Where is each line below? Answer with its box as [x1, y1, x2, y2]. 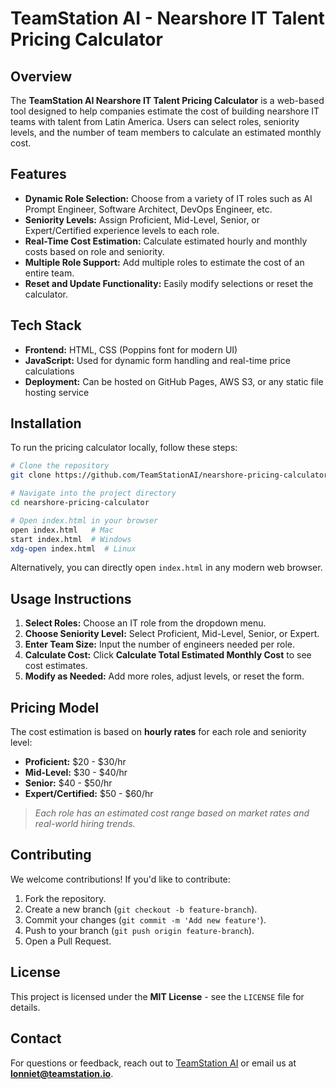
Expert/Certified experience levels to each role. [24, 224, 220, 236]
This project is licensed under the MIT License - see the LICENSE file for [10, 990, 305, 1002]
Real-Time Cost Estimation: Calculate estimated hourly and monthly [24, 235, 308, 247]
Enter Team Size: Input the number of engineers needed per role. [24, 638, 295, 651]
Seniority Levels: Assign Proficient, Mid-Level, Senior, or [24, 213, 261, 226]
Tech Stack [10, 317, 82, 334]
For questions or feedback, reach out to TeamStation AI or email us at [10, 1057, 297, 1069]
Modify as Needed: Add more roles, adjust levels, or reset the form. [24, 670, 305, 682]
